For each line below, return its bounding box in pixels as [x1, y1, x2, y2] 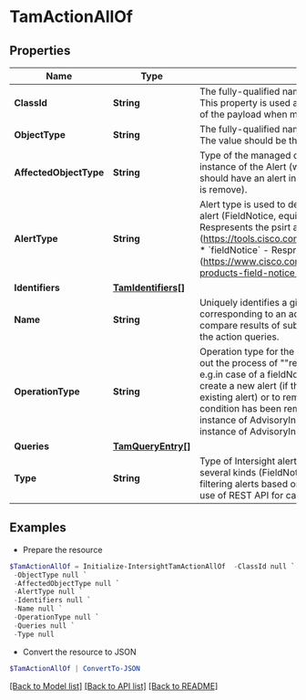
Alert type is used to [199, 198, 286, 211]
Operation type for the [199, 345, 295, 358]
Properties [9, 43, 71, 58]
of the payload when [199, 108, 288, 120]
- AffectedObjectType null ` [13, 579, 120, 588]
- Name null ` [13, 604, 64, 613]
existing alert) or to [199, 391, 280, 403]
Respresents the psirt [199, 221, 291, 234]
